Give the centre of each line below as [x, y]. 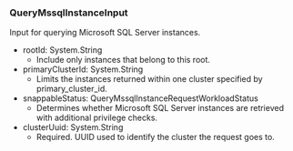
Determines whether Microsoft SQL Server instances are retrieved [160, 108]
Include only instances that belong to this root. [123, 60]
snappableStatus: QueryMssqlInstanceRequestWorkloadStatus [141, 98]
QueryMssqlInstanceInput [69, 13]
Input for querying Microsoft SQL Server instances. [105, 33]
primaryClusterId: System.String [83, 69]
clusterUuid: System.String [73, 127]
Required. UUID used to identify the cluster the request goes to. [155, 137]
